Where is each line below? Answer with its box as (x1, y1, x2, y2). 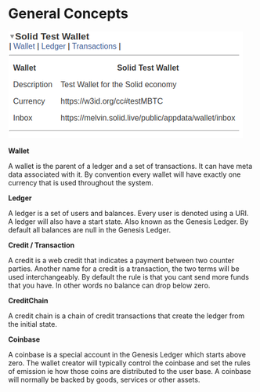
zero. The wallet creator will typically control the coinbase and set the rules (8, 358, 251, 368)
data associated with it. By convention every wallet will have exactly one (8, 170, 241, 179)
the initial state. (8, 319, 57, 328)
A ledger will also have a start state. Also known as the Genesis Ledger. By (8, 217, 249, 226)
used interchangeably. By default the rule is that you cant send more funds (8, 272, 249, 281)
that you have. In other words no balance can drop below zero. (8, 280, 211, 290)
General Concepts (8, 5, 129, 23)
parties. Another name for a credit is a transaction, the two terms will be (8, 264, 240, 273)
